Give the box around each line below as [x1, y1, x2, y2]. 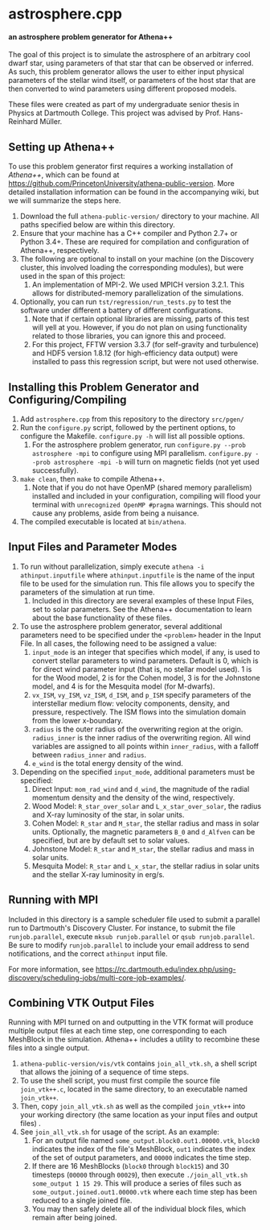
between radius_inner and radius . [31, 750, 147, 760]
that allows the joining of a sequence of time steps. [19, 1067, 190, 1077]
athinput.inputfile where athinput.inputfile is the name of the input [19, 569, 256, 580]
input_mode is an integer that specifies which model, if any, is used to [31, 647, 260, 656]
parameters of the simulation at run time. [19, 587, 155, 597]
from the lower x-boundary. [31, 715, 123, 725]
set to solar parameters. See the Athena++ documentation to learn [31, 604, 252, 614]
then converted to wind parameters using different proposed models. [8, 84, 237, 93]
